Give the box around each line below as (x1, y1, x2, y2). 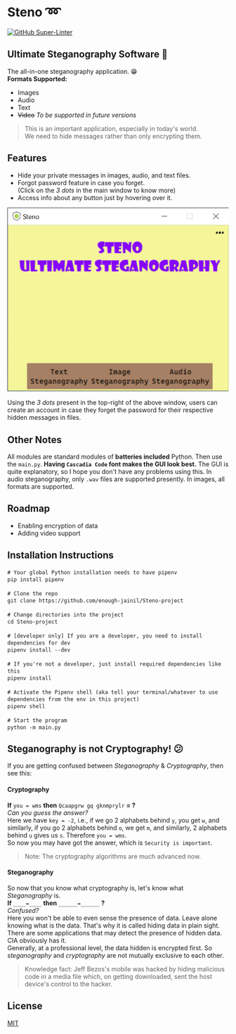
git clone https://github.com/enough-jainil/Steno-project (7, 597, 184, 604)
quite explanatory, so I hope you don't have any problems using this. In (7, 467, 212, 475)
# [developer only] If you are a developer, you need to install (7, 632, 202, 640)
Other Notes (7, 434, 62, 446)
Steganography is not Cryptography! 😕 (7, 743, 184, 754)
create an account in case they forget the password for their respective (7, 406, 214, 414)
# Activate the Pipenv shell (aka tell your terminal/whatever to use (7, 688, 218, 696)
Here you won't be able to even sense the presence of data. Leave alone (7, 914, 218, 922)
